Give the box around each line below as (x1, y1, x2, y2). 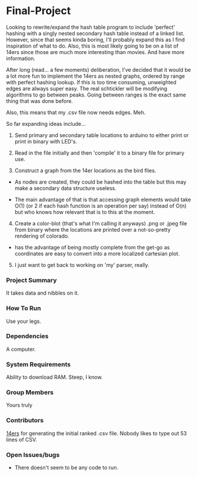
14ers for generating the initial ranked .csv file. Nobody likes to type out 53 (6, 429, 187, 436)
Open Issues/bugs (6, 451, 60, 459)
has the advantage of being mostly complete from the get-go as (14, 243, 170, 251)
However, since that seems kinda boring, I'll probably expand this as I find (6, 36, 185, 43)
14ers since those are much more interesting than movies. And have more (6, 48, 185, 55)
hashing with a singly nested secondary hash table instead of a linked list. (6, 29, 185, 36)
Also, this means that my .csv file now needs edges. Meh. (6, 109, 146, 116)
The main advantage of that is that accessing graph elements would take (14, 196, 191, 203)
